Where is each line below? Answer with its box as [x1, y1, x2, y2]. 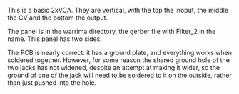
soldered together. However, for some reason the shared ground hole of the [7, 56, 230, 64]
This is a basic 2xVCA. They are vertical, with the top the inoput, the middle [7, 6, 229, 14]
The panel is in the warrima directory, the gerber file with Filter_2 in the [7, 28, 216, 35]
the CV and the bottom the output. [7, 13, 108, 22]
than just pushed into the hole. [7, 78, 97, 87]
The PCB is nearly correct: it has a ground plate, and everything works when [7, 49, 233, 57]
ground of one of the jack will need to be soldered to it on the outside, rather [7, 71, 232, 79]
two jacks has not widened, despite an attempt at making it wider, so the [7, 64, 220, 71]
